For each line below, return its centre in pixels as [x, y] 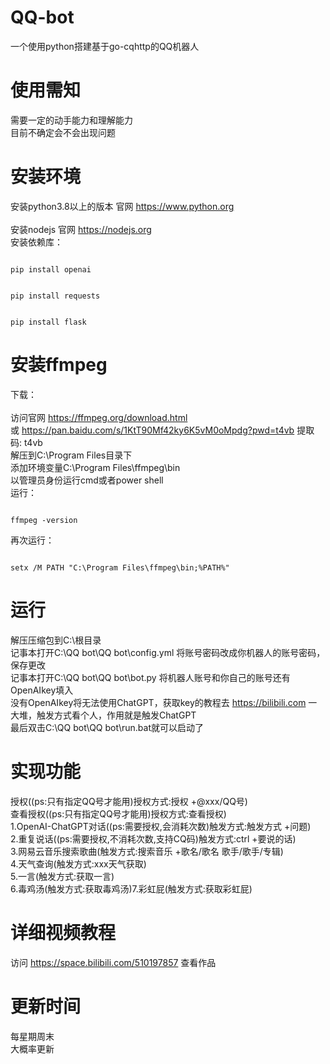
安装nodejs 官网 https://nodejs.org [81, 229]
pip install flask [48, 322]
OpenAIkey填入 [42, 690]
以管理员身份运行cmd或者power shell [87, 480]
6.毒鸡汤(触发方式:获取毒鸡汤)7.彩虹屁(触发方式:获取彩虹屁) [131, 888]
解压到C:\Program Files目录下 [71, 455]
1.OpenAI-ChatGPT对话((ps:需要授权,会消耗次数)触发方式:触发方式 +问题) [161, 826]
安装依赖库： [36, 242]
